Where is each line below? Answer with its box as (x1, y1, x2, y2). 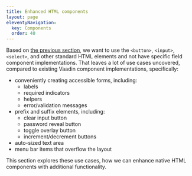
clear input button (23, 114, 67, 121)
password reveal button (23, 121, 82, 128)
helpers (23, 95, 43, 103)
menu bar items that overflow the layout (14, 145, 112, 153)
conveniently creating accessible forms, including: (14, 77, 138, 84)
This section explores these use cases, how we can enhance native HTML (6, 157, 187, 164)
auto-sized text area (14, 140, 64, 147)
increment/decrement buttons (23, 133, 96, 140)
